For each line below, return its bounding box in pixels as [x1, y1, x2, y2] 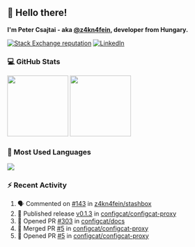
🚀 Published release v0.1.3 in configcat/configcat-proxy [17, 209, 177, 218]
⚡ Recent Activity [7, 180, 68, 190]
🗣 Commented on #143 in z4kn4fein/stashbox [17, 199, 152, 207]
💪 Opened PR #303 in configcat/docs [17, 216, 125, 225]
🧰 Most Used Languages [7, 148, 92, 157]
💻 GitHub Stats [7, 56, 61, 66]
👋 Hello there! [7, 7, 68, 19]
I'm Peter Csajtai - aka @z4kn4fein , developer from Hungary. [7, 25, 189, 33]
